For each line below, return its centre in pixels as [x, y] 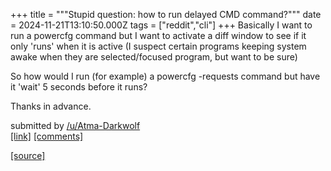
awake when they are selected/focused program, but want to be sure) [154, 57]
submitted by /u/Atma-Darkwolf [75, 125]
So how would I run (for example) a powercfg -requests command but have [165, 76]
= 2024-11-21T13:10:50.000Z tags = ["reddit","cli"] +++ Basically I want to [161, 25]
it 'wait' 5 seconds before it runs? [79, 87]
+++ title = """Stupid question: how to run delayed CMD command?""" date [166, 14]
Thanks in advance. [51, 106]
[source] [28, 155]
